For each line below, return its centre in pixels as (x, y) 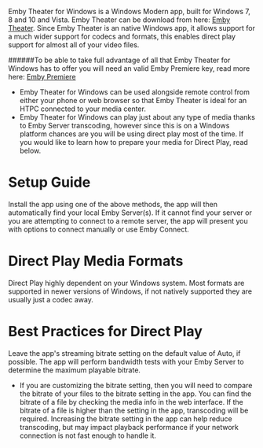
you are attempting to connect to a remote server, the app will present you (128, 220)
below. (30, 150)
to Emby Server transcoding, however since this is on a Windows (124, 126)
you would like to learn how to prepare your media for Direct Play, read (134, 142)
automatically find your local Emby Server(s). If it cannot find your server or (130, 213)
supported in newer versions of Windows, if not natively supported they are (130, 291)
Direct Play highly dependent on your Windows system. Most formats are (126, 283)
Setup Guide (49, 182)
